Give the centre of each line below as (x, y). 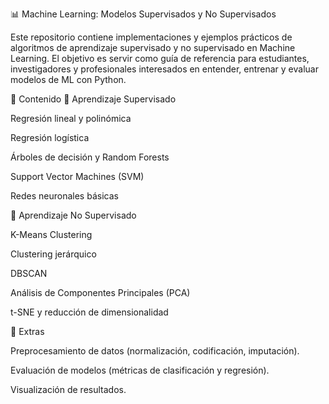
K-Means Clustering (51, 234)
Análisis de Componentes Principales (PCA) (100, 292)
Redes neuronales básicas (64, 196)
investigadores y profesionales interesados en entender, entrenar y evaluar (164, 69)
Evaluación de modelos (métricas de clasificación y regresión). (140, 370)
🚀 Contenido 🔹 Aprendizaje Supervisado (93, 99)
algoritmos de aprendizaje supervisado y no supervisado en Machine (153, 47)
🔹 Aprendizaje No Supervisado (73, 215)
